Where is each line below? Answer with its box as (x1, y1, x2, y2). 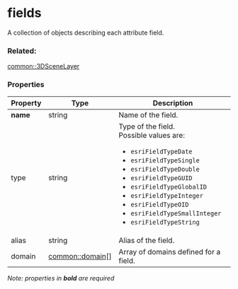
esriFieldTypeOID (130, 200, 189, 208)
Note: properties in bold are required (7, 273, 115, 282)
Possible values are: (118, 130, 186, 140)
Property (11, 98, 42, 107)
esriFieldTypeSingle (130, 156, 200, 164)
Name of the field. (118, 110, 178, 119)
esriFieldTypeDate (130, 147, 193, 155)
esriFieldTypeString (130, 218, 200, 226)
